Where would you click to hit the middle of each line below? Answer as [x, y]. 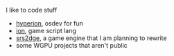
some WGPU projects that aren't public [72, 45]
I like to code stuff [32, 10]
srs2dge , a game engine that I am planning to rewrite [91, 38]
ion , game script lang [46, 31]
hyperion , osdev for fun [50, 23]
